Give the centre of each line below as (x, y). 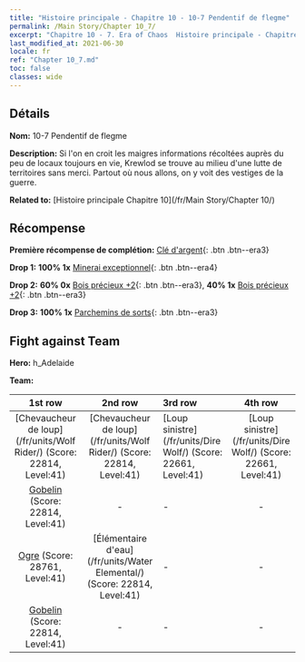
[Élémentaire (120, 538)
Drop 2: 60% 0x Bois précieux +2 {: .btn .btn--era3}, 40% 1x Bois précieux (149, 285)
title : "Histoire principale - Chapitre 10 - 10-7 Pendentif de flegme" (150, 18)
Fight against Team (65, 341)
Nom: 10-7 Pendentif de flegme (68, 135)
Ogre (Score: (45, 556)
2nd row (120, 403)
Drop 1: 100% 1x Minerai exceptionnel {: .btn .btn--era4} (113, 268)
